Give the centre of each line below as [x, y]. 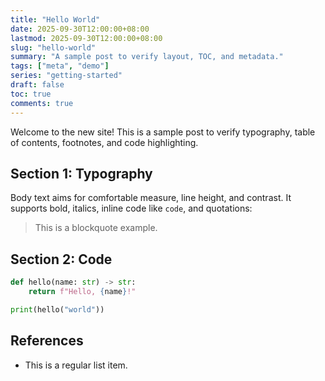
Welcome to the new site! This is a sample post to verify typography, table [163, 132]
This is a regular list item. [76, 365]
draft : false [37, 85]
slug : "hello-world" [53, 47]
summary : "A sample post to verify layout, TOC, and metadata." [147, 57]
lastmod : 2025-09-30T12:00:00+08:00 [86, 38]
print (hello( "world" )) [57, 309]
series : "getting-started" [66, 76]
